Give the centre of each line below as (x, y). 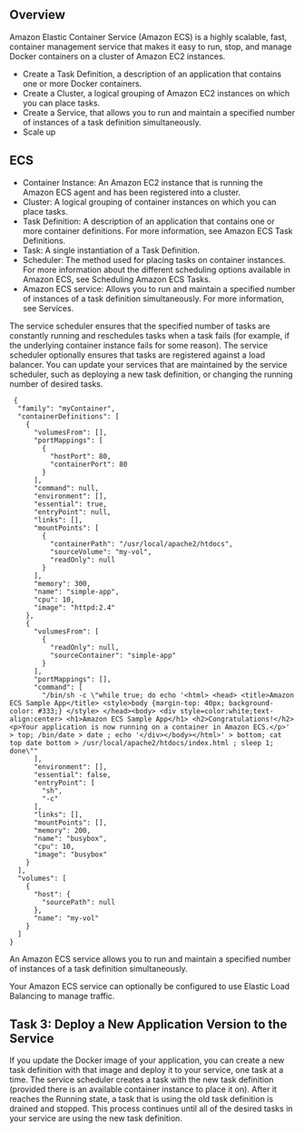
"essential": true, (70, 504)
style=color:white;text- (227, 711)
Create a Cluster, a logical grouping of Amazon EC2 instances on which (156, 93)
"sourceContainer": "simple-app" (113, 655)
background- (251, 703)
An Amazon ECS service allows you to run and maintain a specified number (150, 958)
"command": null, (66, 488)
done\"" (24, 751)
